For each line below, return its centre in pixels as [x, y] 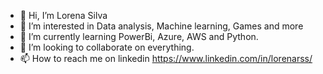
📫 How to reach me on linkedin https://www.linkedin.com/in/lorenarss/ [166, 58]
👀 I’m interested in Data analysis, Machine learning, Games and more [161, 26]
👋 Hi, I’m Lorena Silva [63, 15]
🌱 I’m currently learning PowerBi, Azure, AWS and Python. [139, 36]
